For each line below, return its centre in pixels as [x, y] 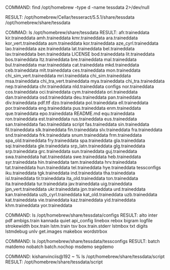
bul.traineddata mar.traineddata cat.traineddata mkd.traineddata [72, 65]
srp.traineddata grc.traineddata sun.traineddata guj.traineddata [71, 151]
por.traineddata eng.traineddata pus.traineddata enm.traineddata [73, 108]
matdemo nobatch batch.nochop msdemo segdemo [60, 247]
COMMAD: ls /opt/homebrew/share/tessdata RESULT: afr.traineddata [77, 32]
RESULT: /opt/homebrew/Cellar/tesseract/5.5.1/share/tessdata [70, 17]
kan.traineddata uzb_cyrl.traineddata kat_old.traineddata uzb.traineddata [81, 194]
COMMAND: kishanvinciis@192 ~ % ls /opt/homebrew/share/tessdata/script [85, 257]
